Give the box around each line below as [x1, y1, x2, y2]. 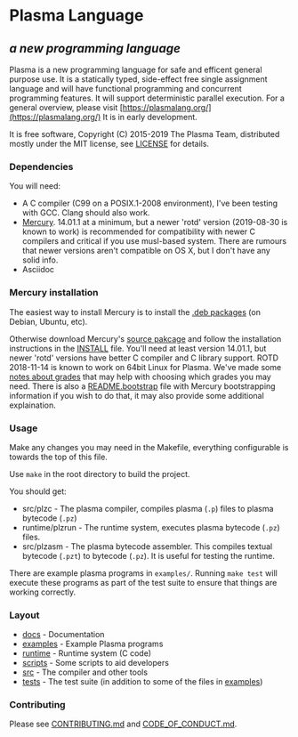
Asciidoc [21, 264, 55, 275]
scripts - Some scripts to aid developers [21, 658, 169, 668]
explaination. [9, 400, 56, 410]
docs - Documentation [21, 629, 105, 640]
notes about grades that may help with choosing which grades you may [9, 371, 271, 382]
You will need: [9, 181, 60, 191]
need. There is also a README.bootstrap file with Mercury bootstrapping [9, 380, 276, 392]
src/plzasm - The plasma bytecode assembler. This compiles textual [21, 540, 273, 552]
